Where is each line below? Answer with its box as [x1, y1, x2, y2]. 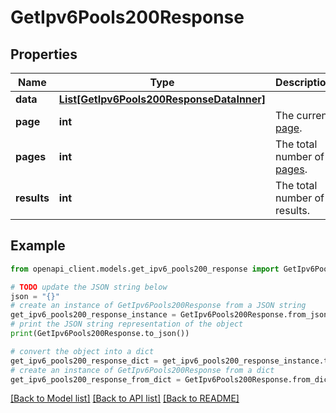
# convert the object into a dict [10, 346, 155, 356]
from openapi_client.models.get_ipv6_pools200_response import [10, 264, 280, 274]
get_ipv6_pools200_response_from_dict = [10, 374, 182, 385]
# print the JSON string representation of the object [10, 319, 244, 330]
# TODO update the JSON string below [10, 282, 168, 292]
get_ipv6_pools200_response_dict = [10, 356, 159, 366]
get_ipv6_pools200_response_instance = [10, 310, 177, 320]
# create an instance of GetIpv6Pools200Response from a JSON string [10, 301, 307, 311]
